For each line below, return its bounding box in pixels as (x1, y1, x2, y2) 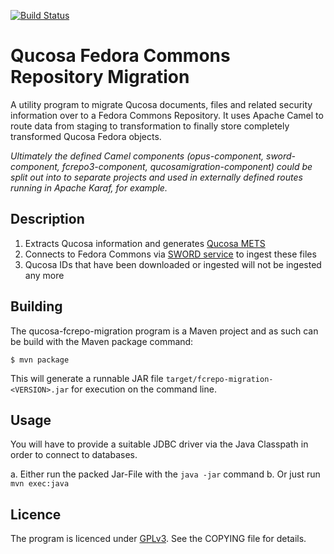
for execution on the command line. (71, 383, 217, 395)
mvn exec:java (10, 479, 70, 489)
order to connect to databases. (10, 449, 138, 461)
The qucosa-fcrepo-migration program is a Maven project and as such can (10, 325, 319, 337)
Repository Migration (10, 66, 190, 89)
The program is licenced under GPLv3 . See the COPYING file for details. (10, 533, 307, 545)
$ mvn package (10, 355, 70, 365)
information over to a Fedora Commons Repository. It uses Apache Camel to (10, 109, 324, 121)
